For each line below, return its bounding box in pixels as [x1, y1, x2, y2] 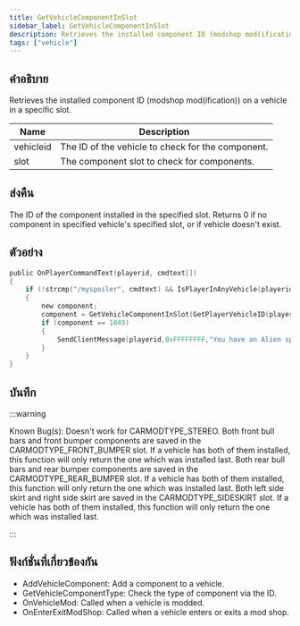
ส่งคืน [9, 185, 34, 201]
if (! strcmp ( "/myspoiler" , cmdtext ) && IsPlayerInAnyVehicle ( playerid [25, 285, 294, 294]
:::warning [9, 409, 46, 419]
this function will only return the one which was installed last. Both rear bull [9, 454, 286, 465]
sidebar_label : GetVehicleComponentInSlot [9, 21, 170, 30]
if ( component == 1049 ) [41, 318, 129, 327]
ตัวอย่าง [9, 245, 43, 260]
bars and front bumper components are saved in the [9, 436, 202, 445]
